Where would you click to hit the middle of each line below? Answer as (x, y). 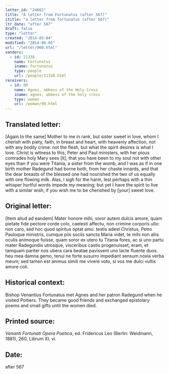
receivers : (17, 80)
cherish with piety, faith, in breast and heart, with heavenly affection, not (80, 142)
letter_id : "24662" (26, 10)
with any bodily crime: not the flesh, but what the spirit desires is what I (79, 147)
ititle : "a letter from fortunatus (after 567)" (57, 19)
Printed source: (30, 321)
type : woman (27, 99)
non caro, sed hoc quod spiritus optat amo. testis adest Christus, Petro (79, 229)
